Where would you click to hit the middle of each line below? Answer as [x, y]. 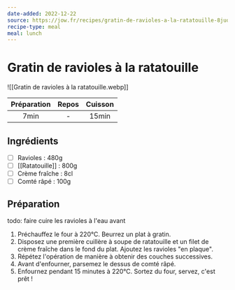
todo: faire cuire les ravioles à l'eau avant [66, 221]
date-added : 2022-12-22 [42, 14]
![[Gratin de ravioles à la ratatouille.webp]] [68, 87]
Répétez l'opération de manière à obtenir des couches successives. [115, 256]
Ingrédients [33, 141]
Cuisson [100, 104]
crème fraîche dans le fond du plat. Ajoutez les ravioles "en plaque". [115, 249]
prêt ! [25, 279]
